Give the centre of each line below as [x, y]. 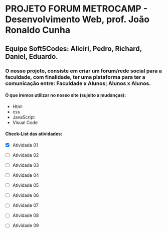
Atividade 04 [26, 175]
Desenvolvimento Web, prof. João [77, 19]
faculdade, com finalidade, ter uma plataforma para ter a [75, 77]
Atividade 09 [26, 225]
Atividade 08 [26, 215]
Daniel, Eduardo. [32, 56]
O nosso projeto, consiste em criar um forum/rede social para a [83, 71]
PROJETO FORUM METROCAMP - [76, 9]
